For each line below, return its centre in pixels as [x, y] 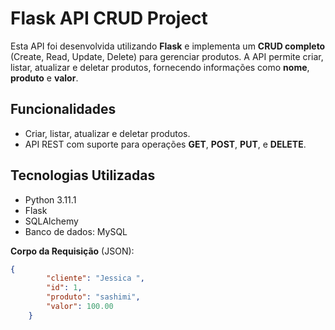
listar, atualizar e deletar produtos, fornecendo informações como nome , [160, 67]
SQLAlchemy [51, 221]
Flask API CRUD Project [109, 18]
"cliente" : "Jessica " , [95, 278]
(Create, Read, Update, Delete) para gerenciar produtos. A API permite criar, [167, 56]
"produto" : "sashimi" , [93, 297]
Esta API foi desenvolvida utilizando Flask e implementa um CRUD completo [168, 46]
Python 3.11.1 [50, 199]
